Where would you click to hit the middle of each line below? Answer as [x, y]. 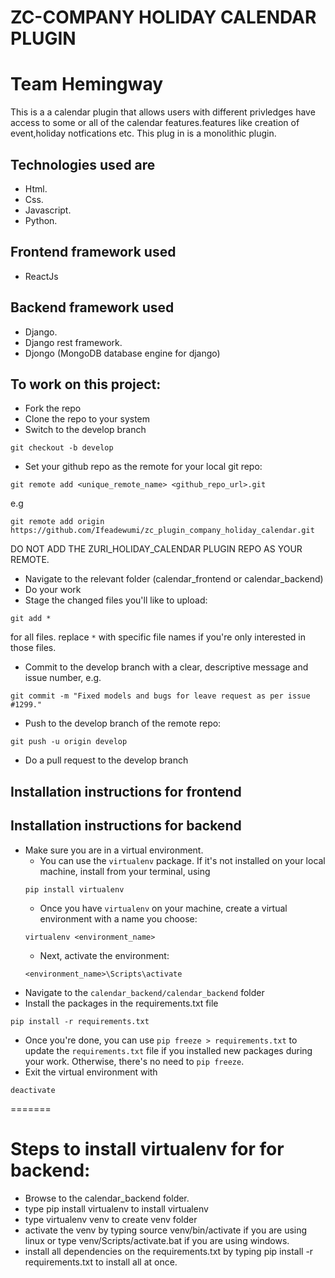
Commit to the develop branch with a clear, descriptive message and [166, 667]
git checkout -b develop [62, 448]
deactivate [33, 1090]
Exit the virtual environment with [91, 1072]
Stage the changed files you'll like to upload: [116, 600]
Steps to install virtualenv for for [147, 1148]
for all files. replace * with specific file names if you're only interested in [158, 637]
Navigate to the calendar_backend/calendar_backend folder [144, 992]
